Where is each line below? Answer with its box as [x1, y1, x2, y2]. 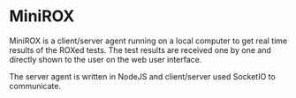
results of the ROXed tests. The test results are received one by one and [9, 44, 272, 55]
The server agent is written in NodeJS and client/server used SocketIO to [9, 71, 276, 81]
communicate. [9, 80, 62, 91]
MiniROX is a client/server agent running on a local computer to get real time [9, 35, 288, 46]
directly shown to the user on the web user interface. [9, 54, 202, 64]
